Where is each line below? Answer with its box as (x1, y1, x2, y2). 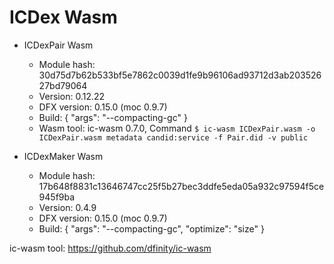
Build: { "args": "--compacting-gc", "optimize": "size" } (38, 222, 265, 235)
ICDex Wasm (9, 6, 118, 29)
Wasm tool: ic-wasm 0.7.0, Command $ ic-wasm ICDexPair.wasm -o (38, 122, 316, 134)
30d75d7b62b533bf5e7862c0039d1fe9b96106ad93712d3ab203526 (38, 69, 322, 81)
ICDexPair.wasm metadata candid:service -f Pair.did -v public (38, 132, 309, 143)
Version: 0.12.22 (38, 90, 106, 102)
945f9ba (38, 191, 76, 203)
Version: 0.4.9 (38, 201, 97, 213)
